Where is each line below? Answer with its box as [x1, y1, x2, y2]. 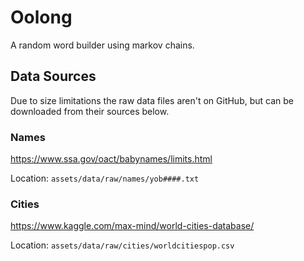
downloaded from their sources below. [10, 105, 170, 117]
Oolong [10, 6, 73, 29]
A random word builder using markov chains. [10, 39, 195, 51]
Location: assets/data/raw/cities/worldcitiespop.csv [10, 239, 235, 251]
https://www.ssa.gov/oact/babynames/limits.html [10, 153, 213, 165]
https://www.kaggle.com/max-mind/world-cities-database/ [10, 220, 255, 232]
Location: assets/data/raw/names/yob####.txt [10, 172, 200, 185]
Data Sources [10, 68, 97, 85]
